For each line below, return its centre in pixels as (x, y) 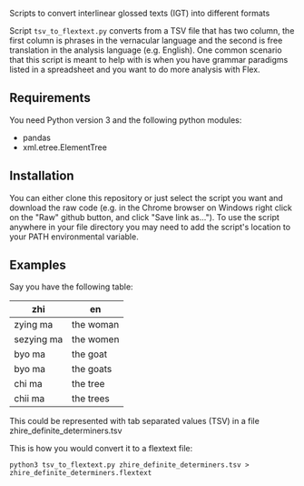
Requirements (50, 98)
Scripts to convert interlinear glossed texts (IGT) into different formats (140, 13)
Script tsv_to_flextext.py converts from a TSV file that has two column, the (152, 30)
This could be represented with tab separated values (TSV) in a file (135, 421)
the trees (91, 399)
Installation (42, 176)
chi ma (28, 384)
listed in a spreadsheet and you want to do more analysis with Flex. (135, 69)
